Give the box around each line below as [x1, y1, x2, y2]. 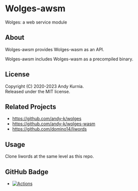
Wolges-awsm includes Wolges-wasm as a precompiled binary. [5, 56, 134, 62]
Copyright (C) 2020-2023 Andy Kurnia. [5, 83, 84, 89]
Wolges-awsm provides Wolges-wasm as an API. [5, 46, 104, 52]
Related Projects [5, 103, 56, 111]
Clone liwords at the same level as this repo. [5, 153, 94, 160]
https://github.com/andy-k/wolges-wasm [12, 121, 95, 127]
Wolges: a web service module [5, 19, 68, 25]
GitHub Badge [5, 167, 49, 176]
